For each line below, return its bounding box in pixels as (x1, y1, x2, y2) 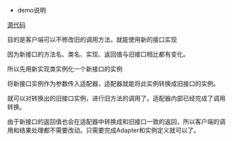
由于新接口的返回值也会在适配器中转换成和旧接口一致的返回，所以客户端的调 (7, 117, 226, 126)
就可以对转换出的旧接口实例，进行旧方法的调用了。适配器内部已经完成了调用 (7, 94, 226, 102)
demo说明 (17, 6, 46, 14)
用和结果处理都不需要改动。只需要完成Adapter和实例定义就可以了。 (7, 126, 200, 134)
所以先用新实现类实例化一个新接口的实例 (7, 65, 123, 73)
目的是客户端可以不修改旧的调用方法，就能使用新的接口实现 (7, 35, 177, 44)
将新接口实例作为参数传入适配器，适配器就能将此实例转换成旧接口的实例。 (7, 79, 220, 88)
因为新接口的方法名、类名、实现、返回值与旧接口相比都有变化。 (7, 50, 189, 58)
